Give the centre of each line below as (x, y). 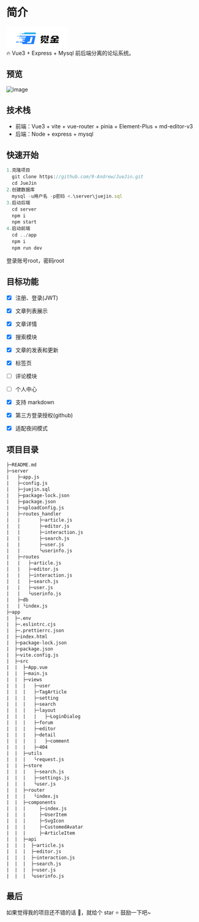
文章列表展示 (31, 311)
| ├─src (17, 661)
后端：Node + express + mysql (54, 134)
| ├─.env (19, 618)
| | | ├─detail (31, 735)
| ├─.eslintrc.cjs (31, 625)
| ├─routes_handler (34, 514)
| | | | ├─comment (38, 741)
